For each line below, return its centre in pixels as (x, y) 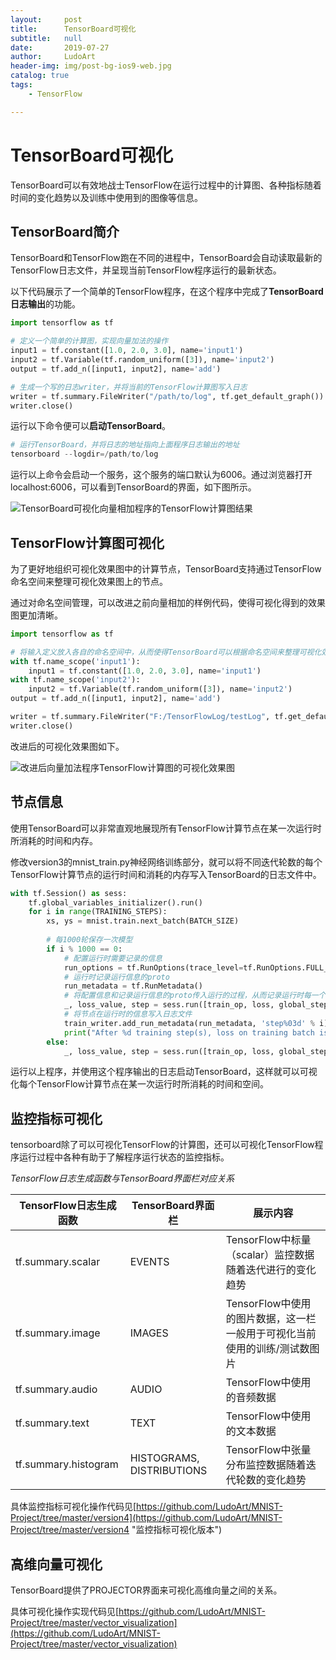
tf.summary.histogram (67, 1464)
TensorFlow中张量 (268, 1450)
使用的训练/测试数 (267, 1349)
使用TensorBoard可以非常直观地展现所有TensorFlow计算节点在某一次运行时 (166, 828)
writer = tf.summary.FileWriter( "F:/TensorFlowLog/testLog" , (140, 717)
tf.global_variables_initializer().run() (115, 902)
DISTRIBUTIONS (168, 1471)
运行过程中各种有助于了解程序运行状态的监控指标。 (124, 1157)
